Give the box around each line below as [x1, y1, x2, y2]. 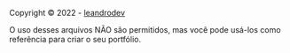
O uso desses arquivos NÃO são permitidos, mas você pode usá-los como [9, 25, 281, 34]
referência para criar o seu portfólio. [9, 34, 142, 44]
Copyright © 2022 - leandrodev [9, 8, 126, 18]
